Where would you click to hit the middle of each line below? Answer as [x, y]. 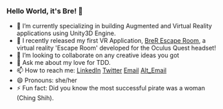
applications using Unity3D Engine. [66, 33]
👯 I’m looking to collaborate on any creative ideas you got [98, 55]
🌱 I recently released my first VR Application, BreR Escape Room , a [111, 41]
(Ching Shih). [35, 98]
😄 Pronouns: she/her [46, 80]
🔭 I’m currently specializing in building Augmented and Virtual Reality [114, 26]
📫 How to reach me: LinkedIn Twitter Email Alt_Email [91, 70]
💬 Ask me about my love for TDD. [63, 63]
